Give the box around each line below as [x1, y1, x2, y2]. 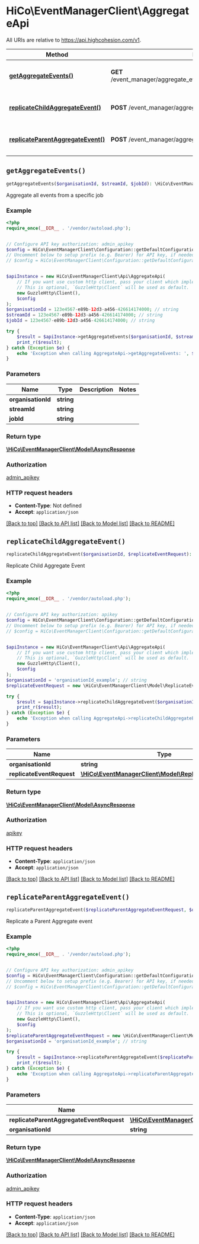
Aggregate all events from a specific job [6, 191, 104, 199]
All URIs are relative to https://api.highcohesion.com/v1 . [6, 36, 142, 43]
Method [46, 50, 69, 59]
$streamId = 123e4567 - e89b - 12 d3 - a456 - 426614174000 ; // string [6, 312, 163, 318]
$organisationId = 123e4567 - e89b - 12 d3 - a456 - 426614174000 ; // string [6, 306, 179, 312]
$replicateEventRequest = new [6, 683, 81, 689]
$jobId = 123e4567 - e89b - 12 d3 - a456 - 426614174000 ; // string [6, 318, 155, 324]
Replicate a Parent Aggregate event [6, 917, 93, 925]
